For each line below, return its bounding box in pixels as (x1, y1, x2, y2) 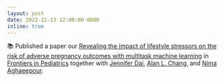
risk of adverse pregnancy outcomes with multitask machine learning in (7, 52, 209, 60)
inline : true (7, 23, 45, 30)
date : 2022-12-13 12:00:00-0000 (7, 16, 99, 23)
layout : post (7, 10, 45, 17)
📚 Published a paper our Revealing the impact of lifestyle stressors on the (7, 42, 217, 50)
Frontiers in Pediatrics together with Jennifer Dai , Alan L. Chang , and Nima (7, 59, 217, 67)
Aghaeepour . (7, 67, 44, 75)
